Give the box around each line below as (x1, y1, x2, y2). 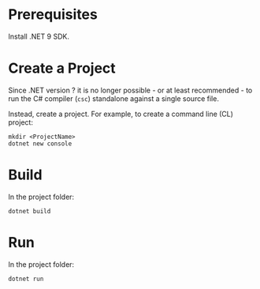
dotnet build (8, 207, 51, 215)
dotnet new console (8, 140, 72, 148)
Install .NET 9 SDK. (8, 32, 69, 41)
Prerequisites (8, 6, 98, 24)
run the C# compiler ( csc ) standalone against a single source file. (8, 93, 219, 103)
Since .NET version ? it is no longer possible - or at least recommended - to (8, 85, 253, 95)
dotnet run (8, 275, 44, 283)
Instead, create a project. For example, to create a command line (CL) (8, 109, 234, 118)
